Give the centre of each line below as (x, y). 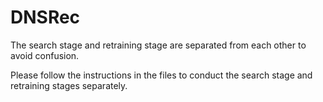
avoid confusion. (45, 55)
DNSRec (45, 17)
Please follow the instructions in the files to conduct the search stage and (161, 75)
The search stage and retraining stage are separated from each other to (158, 45)
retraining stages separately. (69, 85)
